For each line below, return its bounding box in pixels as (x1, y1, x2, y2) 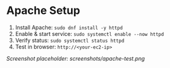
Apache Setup (6, 4, 81, 18)
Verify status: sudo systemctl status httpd (15, 36, 125, 44)
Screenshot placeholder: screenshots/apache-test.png (6, 55, 145, 62)
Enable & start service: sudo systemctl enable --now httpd (15, 30, 164, 37)
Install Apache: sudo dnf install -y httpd (15, 24, 124, 31)
